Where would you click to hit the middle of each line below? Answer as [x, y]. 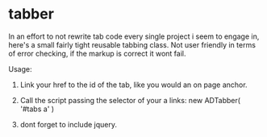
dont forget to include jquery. [68, 124]
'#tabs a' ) [37, 109]
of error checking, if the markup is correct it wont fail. [97, 53]
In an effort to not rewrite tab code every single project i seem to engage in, [134, 36]
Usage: [20, 68]
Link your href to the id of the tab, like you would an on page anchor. [133, 85]
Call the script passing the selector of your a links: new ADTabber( [130, 100]
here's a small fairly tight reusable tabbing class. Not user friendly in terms [132, 44]
